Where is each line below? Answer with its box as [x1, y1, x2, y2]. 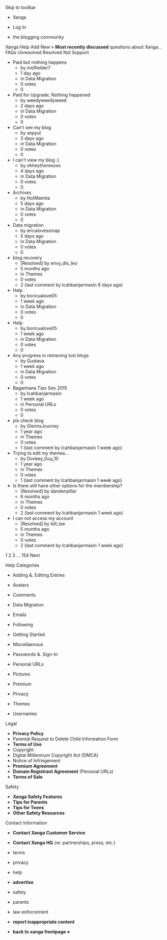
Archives [12, 190, 32, 196]
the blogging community [12, 34, 65, 40]
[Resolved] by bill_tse [20, 521, 65, 527]
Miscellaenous [12, 641, 43, 647]
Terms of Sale [12, 774, 43, 780]
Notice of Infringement [12, 758, 61, 763]
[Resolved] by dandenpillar [20, 488, 77, 494]
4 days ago [20, 168, 44, 174]
